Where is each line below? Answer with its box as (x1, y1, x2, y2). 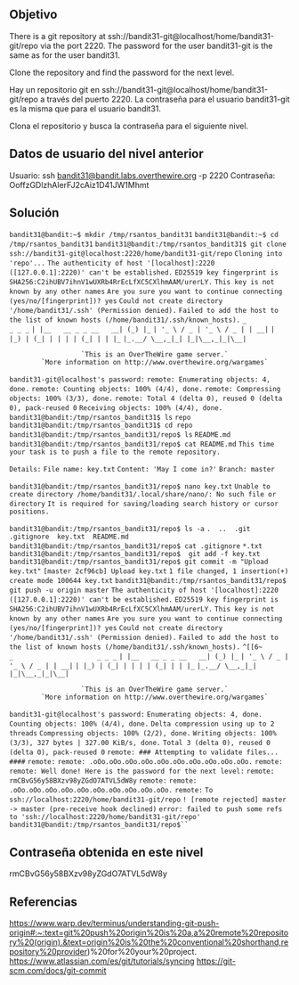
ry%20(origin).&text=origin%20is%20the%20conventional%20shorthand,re (9, 937, 289, 948)
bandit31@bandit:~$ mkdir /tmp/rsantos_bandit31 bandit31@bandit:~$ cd (9, 231, 279, 240)
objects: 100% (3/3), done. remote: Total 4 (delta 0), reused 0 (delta (9, 394, 283, 404)
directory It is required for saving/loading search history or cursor (9, 499, 279, 509)
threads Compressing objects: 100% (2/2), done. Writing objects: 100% (9, 729, 278, 738)
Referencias (9, 894, 78, 909)
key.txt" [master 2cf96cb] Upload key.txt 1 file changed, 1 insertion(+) (9, 567, 289, 576)
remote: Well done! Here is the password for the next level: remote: (9, 767, 275, 776)
